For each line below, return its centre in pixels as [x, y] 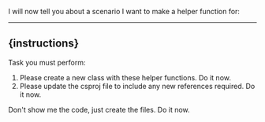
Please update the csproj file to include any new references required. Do [137, 86]
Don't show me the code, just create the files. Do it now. [99, 109]
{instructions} [43, 44]
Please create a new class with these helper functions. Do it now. [125, 77]
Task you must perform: [47, 62]
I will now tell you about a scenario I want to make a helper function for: [124, 11]
